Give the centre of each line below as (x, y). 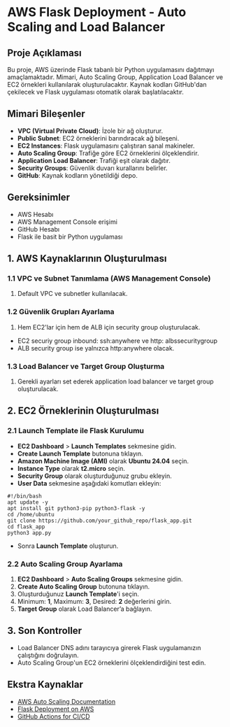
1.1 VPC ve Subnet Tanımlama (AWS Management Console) (109, 278)
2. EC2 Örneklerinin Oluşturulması (83, 411)
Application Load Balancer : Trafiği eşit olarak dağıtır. (94, 160)
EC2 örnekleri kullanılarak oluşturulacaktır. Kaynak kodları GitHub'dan (107, 84)
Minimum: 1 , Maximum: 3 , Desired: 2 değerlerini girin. (94, 601)
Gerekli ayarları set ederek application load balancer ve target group (116, 381)
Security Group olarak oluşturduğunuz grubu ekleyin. (95, 476)
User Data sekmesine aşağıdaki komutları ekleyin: (89, 483)
